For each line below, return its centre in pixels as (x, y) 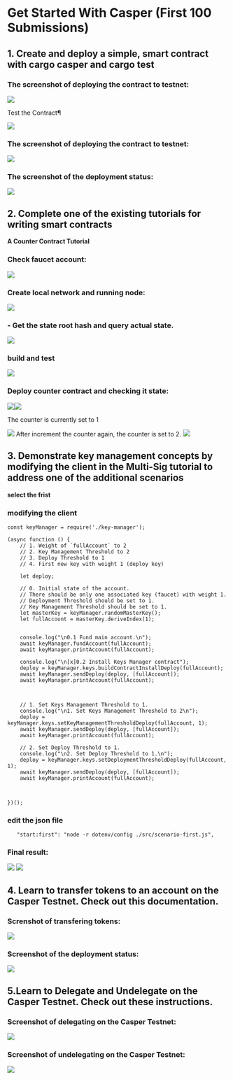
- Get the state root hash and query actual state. (91, 325)
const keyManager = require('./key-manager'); (76, 527)
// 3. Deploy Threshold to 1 (62, 557)
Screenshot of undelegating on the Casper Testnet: (96, 1055)
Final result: (28, 853)
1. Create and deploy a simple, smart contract (108, 54)
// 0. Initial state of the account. (75, 588)
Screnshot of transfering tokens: (64, 921)
